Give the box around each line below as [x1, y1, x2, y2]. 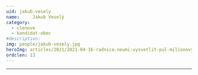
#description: [6, 36, 41, 42]
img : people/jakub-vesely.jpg [6, 42, 81, 47]
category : [6, 19, 31, 25]
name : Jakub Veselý [6, 14, 65, 20]
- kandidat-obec [11, 30, 51, 36]
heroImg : [6, 47, 28, 53]
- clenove [11, 25, 35, 31]
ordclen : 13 [6, 52, 35, 58]
